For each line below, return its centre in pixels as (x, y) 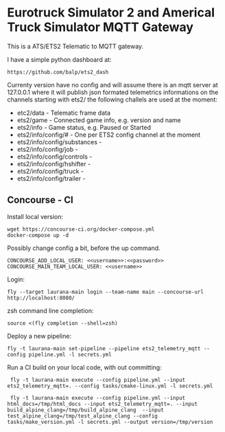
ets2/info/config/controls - (55, 157)
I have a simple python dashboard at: (59, 59)
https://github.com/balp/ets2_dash (58, 72)
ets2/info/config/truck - (50, 171)
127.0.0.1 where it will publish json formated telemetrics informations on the (113, 92)
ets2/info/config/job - (47, 149)
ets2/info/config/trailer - (51, 178)
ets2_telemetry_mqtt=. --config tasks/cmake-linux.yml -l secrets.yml (110, 386)
